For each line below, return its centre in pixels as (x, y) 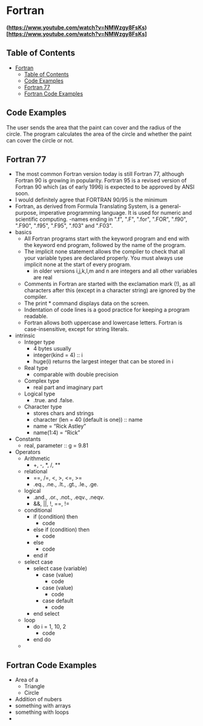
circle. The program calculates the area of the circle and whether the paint (99, 134)
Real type (36, 368)
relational (35, 472)
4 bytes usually (52, 349)
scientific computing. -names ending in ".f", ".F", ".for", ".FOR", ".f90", (101, 219)
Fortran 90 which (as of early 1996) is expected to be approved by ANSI (105, 187)
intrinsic (25, 336)
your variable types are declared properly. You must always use (104, 258)
